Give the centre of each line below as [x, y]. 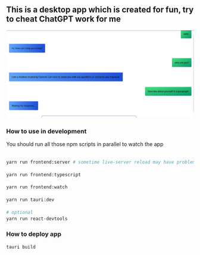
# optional [20, 212]
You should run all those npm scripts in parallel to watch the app [85, 144]
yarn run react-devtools [37, 219]
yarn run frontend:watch [37, 187]
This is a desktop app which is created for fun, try [100, 10]
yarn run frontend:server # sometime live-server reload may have [90, 162]
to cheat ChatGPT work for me [63, 19]
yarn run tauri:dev [30, 200]
